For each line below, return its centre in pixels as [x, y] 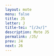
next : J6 [14, 46]
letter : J [15, 23]
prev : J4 [14, 41]
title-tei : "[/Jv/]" [26, 28]
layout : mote [18, 9]
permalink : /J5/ [22, 37]
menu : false [17, 14]
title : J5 [15, 19]
